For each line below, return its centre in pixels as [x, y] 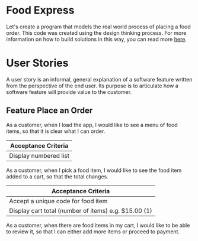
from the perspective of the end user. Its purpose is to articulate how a [92, 86]
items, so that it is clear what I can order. [56, 131]
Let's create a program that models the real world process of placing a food [98, 27]
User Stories [37, 63]
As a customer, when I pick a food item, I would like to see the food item [94, 170]
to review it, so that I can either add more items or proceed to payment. [93, 232]
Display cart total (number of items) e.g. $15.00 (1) [81, 210]
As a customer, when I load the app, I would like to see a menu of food [92, 125]
